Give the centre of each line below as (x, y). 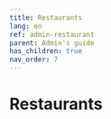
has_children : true (46, 51)
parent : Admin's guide (52, 43)
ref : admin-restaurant (52, 34)
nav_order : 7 (34, 59)
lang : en (26, 26)
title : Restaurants (46, 18)
